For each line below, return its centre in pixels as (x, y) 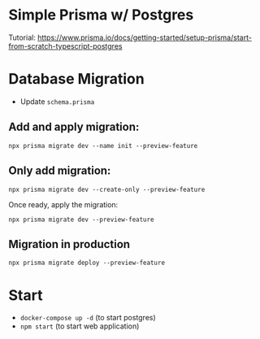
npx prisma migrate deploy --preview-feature (87, 263)
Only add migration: (60, 171)
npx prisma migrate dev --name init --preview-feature (103, 146)
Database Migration (76, 79)
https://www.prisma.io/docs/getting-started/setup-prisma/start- (145, 37)
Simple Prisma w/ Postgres (101, 15)
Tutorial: (22, 37)
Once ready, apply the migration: (63, 204)
